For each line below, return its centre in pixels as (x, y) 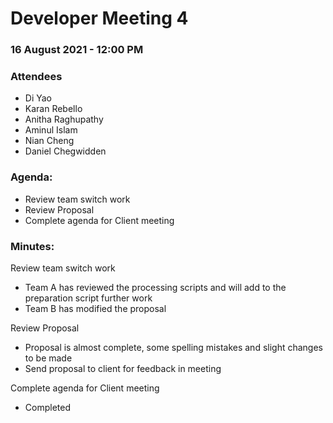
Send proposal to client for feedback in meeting (123, 368)
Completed (47, 407)
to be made (48, 358)
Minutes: (32, 246)
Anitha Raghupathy (64, 119)
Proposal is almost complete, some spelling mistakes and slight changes (174, 347)
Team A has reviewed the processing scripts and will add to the (155, 287)
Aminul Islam (51, 130)
